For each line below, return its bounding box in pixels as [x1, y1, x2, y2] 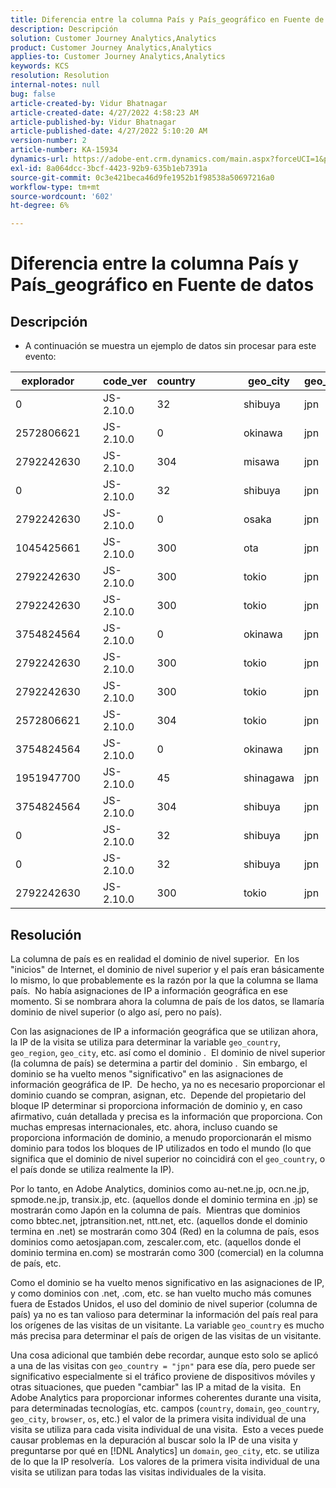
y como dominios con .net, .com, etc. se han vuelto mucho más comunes [10, 1287, 312, 1299]
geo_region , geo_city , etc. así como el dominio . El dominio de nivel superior [10, 1046, 326, 1058]
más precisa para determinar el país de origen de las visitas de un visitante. [10, 1329, 322, 1341]
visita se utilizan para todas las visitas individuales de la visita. [10, 1466, 267, 1478]
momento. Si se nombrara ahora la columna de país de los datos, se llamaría [10, 995, 325, 1007]
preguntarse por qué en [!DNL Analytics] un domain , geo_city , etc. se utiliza [10, 1444, 320, 1456]
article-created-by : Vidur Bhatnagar [10, 98, 168, 108]
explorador [21, 374, 75, 388]
